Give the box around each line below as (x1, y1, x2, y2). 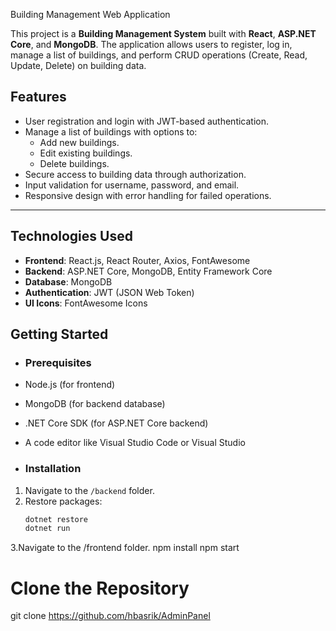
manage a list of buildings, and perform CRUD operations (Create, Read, (10, 49, 308, 61)
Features (10, 89, 67, 106)
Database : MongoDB (24, 275, 113, 288)
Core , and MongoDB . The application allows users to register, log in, (10, 39, 293, 50)
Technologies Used (10, 228, 133, 245)
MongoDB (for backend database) (24, 398, 166, 410)
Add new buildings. (39, 136, 120, 148)
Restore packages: (24, 495, 103, 507)
